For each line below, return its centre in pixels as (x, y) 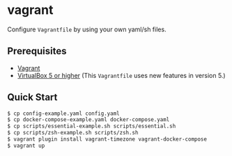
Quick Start (32, 97)
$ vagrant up (26, 146)
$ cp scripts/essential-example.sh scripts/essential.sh (92, 126)
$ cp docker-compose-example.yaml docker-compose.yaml (88, 120)
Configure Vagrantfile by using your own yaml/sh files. (87, 29)
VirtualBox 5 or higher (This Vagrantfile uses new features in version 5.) (121, 75)
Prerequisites (37, 51)
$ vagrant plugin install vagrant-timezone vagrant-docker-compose (107, 139)
